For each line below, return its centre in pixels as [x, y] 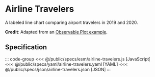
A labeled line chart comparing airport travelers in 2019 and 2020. [72, 22]
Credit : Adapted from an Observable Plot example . [56, 32]
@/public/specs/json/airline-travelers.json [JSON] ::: [58, 69]
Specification [26, 47]
